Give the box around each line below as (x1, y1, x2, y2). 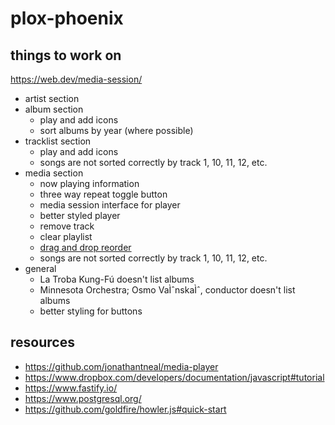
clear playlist (39, 231, 93, 242)
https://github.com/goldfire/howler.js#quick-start (24, 403, 227, 415)
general (24, 263, 57, 274)
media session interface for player (39, 199, 181, 211)
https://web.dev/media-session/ (10, 73, 143, 85)
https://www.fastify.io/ (24, 382, 118, 394)
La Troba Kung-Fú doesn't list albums (39, 273, 195, 285)
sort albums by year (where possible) (39, 125, 194, 136)
